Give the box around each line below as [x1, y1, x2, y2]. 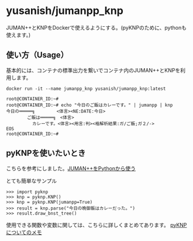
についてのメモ [6, 229, 42, 236]
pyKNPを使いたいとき [6, 148, 86, 158]
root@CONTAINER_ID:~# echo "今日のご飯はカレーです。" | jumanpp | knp [6, 102, 173, 108]
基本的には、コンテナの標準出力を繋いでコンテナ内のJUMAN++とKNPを [6, 67, 181, 74]
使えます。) [6, 31, 31, 39]
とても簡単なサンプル [6, 177, 57, 184]
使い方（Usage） [6, 50, 69, 60]
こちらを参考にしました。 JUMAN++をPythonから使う [6, 165, 136, 172]
